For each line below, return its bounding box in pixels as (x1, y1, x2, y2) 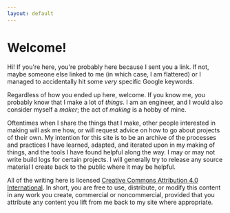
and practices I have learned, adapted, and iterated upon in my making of (7, 141, 216, 149)
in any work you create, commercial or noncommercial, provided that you (7, 190, 215, 199)
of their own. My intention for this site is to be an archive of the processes (7, 133, 217, 141)
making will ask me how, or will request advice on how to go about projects (7, 125, 220, 134)
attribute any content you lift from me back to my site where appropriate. (7, 198, 213, 206)
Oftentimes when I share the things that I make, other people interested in (7, 119, 216, 127)
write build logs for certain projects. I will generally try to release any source (7, 155, 223, 163)
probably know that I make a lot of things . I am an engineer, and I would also (7, 98, 223, 106)
